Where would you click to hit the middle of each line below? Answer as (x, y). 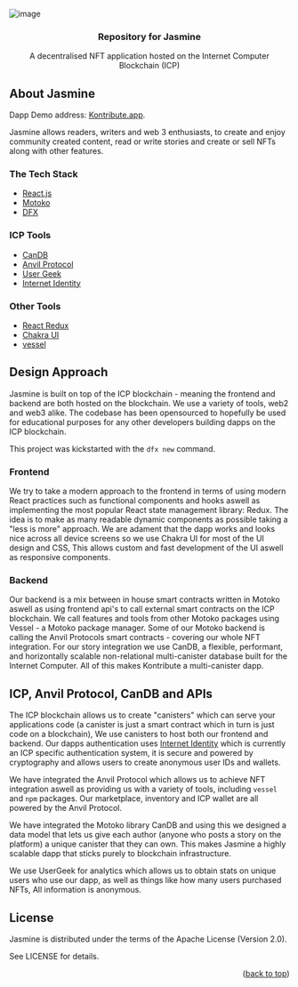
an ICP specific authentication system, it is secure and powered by (131, 753)
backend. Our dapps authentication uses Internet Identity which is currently (148, 743)
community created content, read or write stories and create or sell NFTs (143, 141)
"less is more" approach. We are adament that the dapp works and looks (142, 529)
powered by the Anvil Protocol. (66, 808)
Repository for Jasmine (149, 36)
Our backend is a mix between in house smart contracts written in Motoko (145, 599)
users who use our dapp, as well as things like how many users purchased (145, 880)
